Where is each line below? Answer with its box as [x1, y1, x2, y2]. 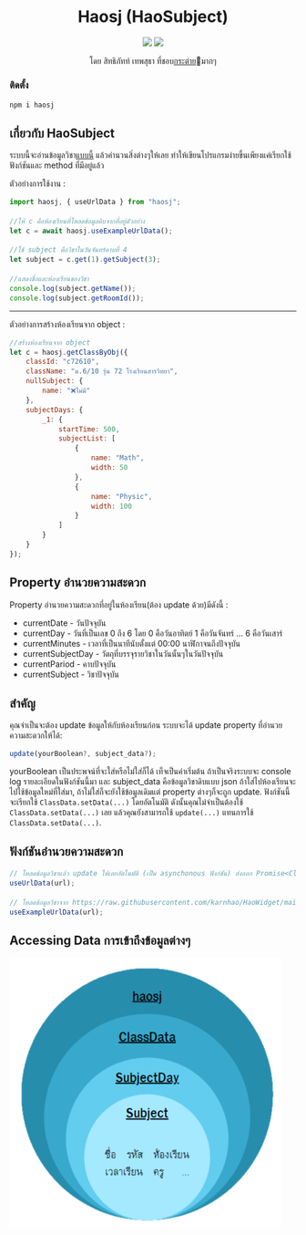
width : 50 [90, 463, 128, 472]
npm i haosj [9, 100, 55, 110]
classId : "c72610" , [25, 358, 100, 367]
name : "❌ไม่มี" [42, 386, 91, 396]
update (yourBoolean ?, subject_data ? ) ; [9, 750, 157, 759]
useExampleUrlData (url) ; [9, 908, 104, 917]
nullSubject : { [25, 377, 84, 386]
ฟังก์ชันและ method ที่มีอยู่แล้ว [9, 160, 105, 171]
